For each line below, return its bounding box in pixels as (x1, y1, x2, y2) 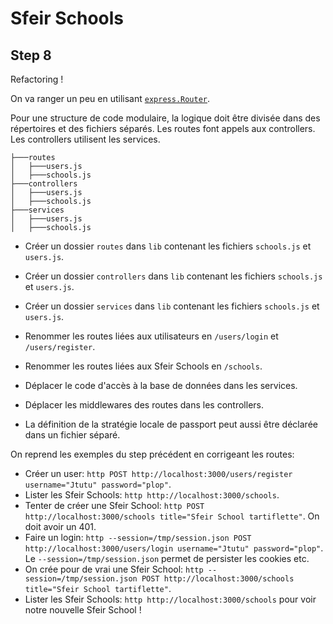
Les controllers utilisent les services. (10, 133, 161, 145)
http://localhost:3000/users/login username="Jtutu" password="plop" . (24, 542, 324, 554)
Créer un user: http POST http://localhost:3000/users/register (24, 468, 293, 479)
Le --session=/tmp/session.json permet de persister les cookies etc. (24, 553, 310, 564)
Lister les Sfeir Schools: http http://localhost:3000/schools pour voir (24, 593, 317, 605)
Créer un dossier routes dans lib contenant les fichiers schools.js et (24, 240, 312, 252)
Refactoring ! (10, 73, 64, 85)
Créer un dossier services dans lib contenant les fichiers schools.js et (24, 300, 320, 312)
